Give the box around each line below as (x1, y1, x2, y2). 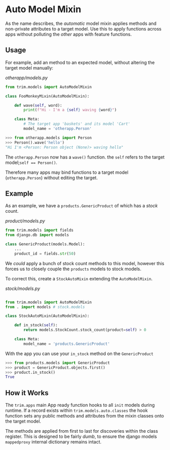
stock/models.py (5, 285, 41, 292)
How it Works (5, 389, 49, 397)
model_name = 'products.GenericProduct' (23, 341, 110, 346)
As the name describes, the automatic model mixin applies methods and (5, 20, 157, 26)
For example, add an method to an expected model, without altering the (5, 59, 155, 66)
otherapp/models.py (5, 75, 48, 81)
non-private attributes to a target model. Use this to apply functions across (5, 25, 161, 31)
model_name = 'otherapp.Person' (23, 126, 92, 131)
